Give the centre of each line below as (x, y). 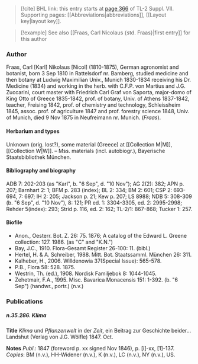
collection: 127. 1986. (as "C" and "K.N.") (64, 242)
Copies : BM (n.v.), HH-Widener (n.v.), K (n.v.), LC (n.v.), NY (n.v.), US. (91, 355)
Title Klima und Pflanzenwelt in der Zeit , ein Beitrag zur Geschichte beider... (99, 330)
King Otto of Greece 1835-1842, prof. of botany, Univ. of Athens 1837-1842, (98, 99)
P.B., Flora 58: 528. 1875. (45, 267)
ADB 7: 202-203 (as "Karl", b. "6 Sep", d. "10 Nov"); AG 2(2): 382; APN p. (95, 184)
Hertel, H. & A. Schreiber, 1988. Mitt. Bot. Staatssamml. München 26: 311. (103, 254)
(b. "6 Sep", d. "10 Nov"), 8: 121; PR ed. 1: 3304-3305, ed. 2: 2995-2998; (94, 202)
